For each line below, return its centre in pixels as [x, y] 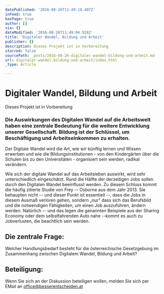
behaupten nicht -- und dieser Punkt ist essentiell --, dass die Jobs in [75, 195]
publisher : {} [20, 42]
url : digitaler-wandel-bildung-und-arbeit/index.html [61, 60]
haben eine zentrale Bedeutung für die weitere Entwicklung [77, 126]
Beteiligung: [24, 269]
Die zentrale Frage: [35, 237]
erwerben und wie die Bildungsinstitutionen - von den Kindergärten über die [82, 154]
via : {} [13, 28]
